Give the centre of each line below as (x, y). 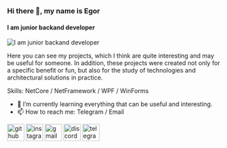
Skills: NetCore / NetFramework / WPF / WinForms (78, 91)
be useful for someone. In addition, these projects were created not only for (113, 63)
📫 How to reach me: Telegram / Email (70, 112)
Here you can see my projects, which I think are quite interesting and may (111, 56)
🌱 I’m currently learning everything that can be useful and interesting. (115, 104)
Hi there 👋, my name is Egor (54, 11)
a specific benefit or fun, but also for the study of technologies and (102, 71)
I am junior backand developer (51, 27)
